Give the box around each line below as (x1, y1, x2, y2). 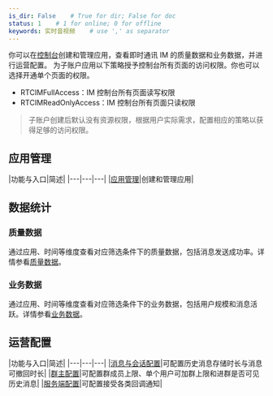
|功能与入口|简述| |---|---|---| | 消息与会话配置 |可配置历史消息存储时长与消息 (8, 358, 262, 368)
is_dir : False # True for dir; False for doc (8, 11, 176, 20)
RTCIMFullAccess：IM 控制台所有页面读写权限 (19, 88, 175, 97)
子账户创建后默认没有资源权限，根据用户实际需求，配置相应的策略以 (28, 115, 257, 125)
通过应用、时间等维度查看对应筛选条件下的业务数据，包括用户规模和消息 (8, 299, 250, 309)
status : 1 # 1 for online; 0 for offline (8, 19, 162, 28)
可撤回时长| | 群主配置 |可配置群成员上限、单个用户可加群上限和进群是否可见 (8, 368, 260, 378)
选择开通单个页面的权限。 (8, 71, 94, 80)
